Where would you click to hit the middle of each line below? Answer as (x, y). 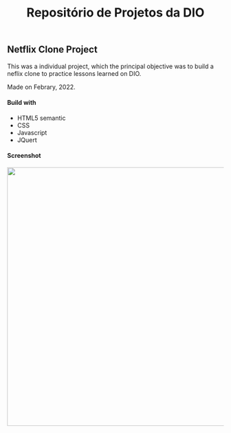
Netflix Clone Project (52, 50)
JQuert (27, 140)
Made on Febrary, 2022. (41, 87)
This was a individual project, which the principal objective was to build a (111, 66)
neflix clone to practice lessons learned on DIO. (74, 73)
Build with (22, 103)
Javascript (32, 132)
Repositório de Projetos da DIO (115, 13)
